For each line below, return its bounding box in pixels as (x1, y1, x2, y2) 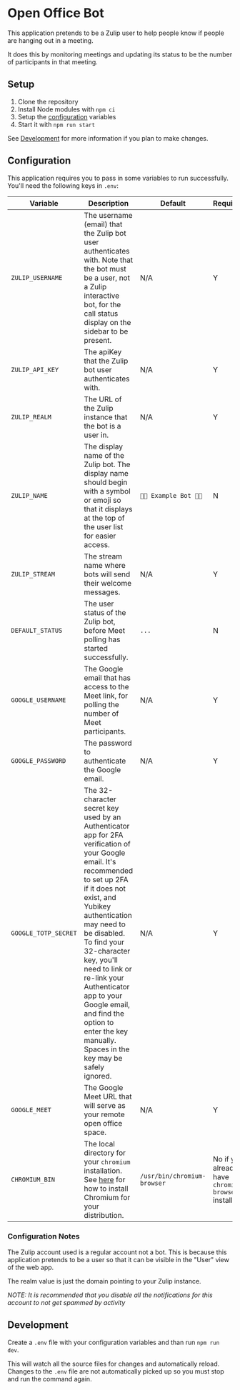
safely (84, 1062, 105, 1072)
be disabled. (84, 928, 125, 938)
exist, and (84, 892, 116, 902)
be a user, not (84, 273, 131, 283)
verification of (84, 839, 131, 849)
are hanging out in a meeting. (7, 36, 94, 44)
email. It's (84, 856, 116, 866)
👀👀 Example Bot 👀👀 (139, 491, 203, 499)
